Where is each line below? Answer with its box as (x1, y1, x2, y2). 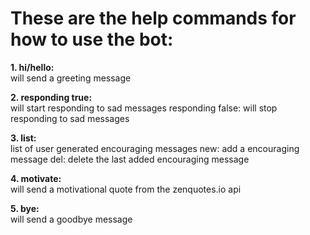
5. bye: (10, 202, 40, 214)
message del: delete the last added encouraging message (10, 153, 250, 165)
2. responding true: (10, 91, 93, 103)
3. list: (10, 132, 37, 144)
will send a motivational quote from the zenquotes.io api (10, 183, 242, 195)
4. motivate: (10, 172, 62, 184)
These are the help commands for (10, 7, 297, 30)
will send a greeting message (10, 72, 132, 84)
